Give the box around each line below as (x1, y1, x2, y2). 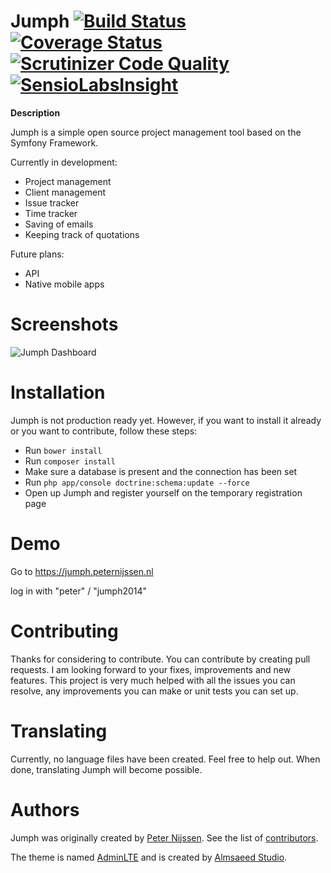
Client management (24, 186, 107, 198)
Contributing (10, 620, 119, 642)
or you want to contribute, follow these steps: (10, 425, 198, 437)
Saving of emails (24, 218, 94, 230)
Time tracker (24, 207, 78, 219)
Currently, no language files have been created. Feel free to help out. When (10, 753, 321, 765)
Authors (10, 798, 80, 821)
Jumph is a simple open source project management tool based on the (10, 126, 302, 138)
